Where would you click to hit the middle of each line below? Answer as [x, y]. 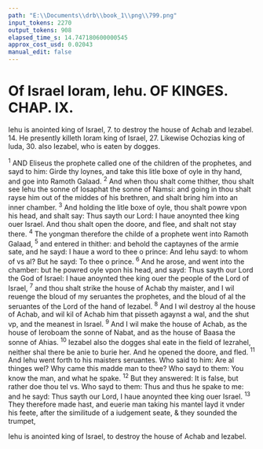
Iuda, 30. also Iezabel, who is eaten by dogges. [84, 146]
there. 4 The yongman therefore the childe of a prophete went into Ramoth [128, 233]
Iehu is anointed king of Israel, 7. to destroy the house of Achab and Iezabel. [131, 129]
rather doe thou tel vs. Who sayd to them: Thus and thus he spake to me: [126, 386]
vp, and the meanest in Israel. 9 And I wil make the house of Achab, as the [128, 323]
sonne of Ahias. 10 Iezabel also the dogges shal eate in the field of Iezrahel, [130, 341]
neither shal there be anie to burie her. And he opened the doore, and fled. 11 [131, 351]
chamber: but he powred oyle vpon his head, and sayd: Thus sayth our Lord [131, 269]
